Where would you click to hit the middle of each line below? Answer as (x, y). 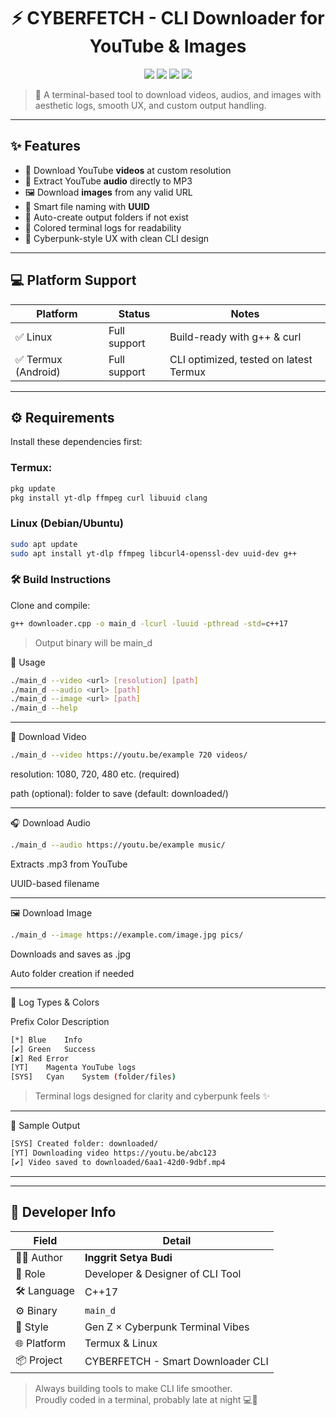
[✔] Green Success (53, 1049)
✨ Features (45, 146)
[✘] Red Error (40, 1058)
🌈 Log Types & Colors (55, 1002)
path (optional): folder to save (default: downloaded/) (119, 794)
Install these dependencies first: (76, 442)
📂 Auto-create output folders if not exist (106, 217)
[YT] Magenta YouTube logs (73, 1068)
